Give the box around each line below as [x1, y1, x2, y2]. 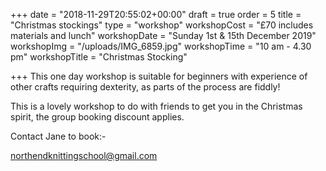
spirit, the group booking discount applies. [10, 111, 185, 123]
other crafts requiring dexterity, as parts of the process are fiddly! [10, 81, 281, 93]
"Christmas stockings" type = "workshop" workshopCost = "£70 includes [10, 19, 314, 31]
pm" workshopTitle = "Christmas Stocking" [10, 51, 188, 63]
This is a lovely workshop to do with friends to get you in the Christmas [10, 100, 303, 112]
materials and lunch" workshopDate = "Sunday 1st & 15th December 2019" [10, 30, 317, 41]
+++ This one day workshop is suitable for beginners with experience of [10, 70, 308, 82]
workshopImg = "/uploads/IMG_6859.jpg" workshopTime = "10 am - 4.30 [10, 40, 312, 52]
